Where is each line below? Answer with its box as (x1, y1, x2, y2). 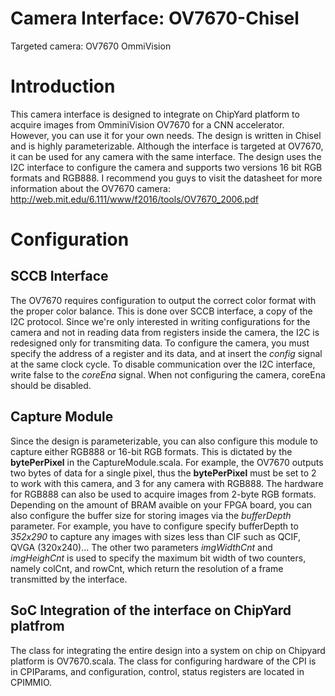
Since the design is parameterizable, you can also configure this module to (10, 435, 318, 447)
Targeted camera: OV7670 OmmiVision (10, 40, 172, 52)
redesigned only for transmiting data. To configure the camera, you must (10, 337, 310, 349)
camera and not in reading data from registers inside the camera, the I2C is (10, 326, 320, 338)
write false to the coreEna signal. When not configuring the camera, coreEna (10, 368, 326, 381)
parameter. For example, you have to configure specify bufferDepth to (10, 520, 299, 532)
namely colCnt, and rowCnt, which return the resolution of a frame (10, 562, 284, 574)
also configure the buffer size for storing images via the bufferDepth (10, 509, 292, 521)
